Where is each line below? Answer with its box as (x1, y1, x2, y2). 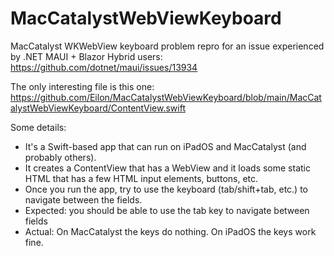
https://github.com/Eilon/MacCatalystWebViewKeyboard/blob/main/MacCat (10, 91, 322, 103)
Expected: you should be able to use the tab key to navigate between (24, 204, 310, 216)
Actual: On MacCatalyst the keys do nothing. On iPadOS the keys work (24, 225, 317, 237)
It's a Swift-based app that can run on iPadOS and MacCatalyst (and (24, 140, 307, 152)
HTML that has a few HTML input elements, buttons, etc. (24, 172, 259, 184)
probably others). (24, 151, 97, 163)
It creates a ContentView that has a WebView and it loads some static (24, 162, 311, 174)
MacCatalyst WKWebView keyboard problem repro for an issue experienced (10, 40, 325, 52)
